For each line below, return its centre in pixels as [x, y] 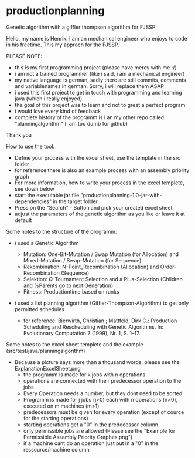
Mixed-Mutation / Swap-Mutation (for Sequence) [82, 260]
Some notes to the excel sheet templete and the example [75, 344]
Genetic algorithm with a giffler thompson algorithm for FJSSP [81, 27]
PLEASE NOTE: [24, 56]
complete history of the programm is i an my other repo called [89, 117]
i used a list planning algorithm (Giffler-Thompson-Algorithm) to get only [102, 303]
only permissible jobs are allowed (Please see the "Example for [99, 430]
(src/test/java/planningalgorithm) [46, 351]
